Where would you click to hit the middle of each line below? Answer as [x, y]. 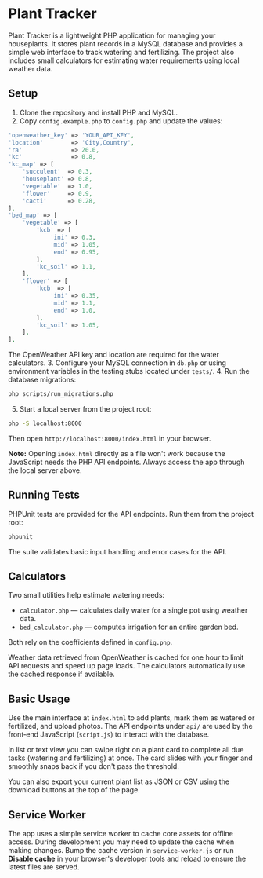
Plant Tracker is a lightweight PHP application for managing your [112, 35]
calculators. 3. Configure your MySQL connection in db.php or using [117, 363]
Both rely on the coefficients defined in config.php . [90, 642]
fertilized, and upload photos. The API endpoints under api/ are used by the [130, 726]
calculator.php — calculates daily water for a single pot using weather [133, 610]
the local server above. [45, 470]
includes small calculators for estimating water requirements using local [124, 60]
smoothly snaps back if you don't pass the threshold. [94, 766]
